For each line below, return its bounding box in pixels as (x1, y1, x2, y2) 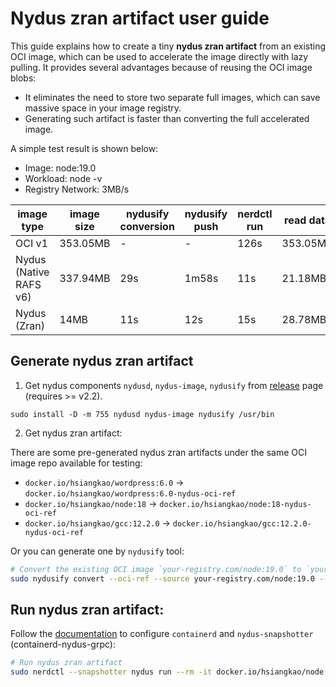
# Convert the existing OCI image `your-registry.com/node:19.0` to (10, 564, 302, 574)
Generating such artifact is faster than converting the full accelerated (24, 112, 310, 124)
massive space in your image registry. (24, 102, 182, 114)
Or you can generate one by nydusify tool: (10, 545, 185, 557)
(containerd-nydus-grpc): (10, 638, 116, 651)
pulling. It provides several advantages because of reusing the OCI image (10, 61, 313, 73)
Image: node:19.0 (24, 162, 97, 174)
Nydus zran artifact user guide (10, 7, 270, 30)
